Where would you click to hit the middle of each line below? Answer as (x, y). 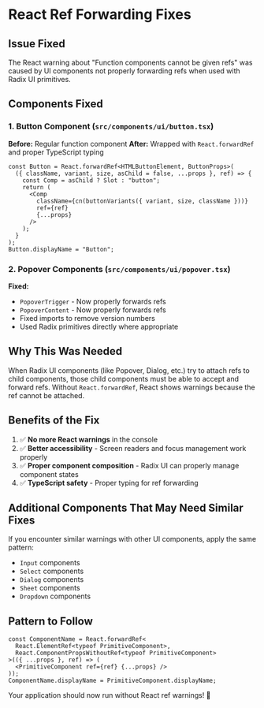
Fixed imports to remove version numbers (87, 318)
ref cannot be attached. (46, 395)
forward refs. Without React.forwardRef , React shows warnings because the (132, 387)
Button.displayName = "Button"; (61, 249)
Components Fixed (56, 104)
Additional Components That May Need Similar (126, 508)
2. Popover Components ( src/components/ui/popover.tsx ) (119, 269)
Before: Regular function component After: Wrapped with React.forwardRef (131, 143)
